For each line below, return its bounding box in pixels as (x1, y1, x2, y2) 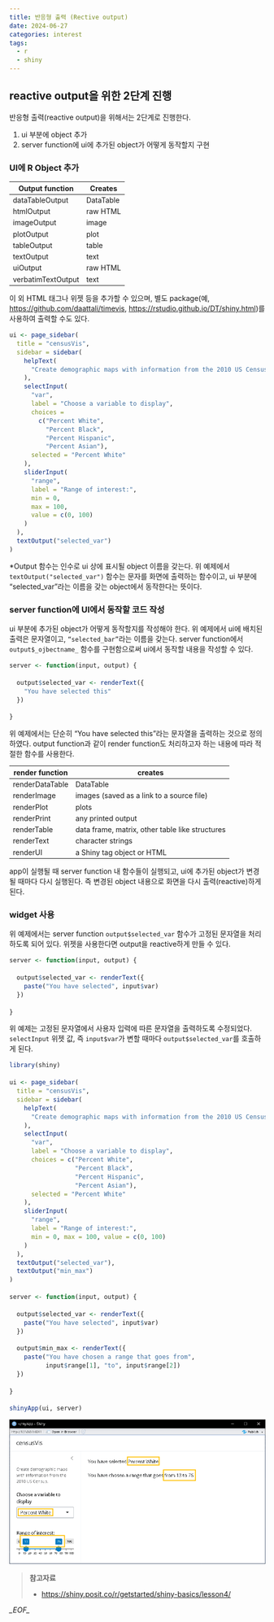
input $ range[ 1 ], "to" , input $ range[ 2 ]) (45, 1362, 181, 1370)
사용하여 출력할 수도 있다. (9, 314, 90, 324)
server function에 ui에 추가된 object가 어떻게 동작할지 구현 (20, 139, 210, 150)
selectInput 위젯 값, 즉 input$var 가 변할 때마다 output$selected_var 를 (9, 1034, 240, 1044)
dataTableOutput (12, 195, 68, 205)
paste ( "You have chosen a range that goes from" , (24, 1353, 196, 1362)
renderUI (12, 847, 43, 857)
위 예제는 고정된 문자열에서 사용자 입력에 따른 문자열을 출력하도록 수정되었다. (9, 1023, 253, 1033)
